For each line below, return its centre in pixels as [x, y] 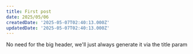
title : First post [29, 11]
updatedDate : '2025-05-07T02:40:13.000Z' [58, 28]
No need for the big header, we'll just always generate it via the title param [97, 45]
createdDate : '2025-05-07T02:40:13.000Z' [58, 22]
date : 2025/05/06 [28, 17]
